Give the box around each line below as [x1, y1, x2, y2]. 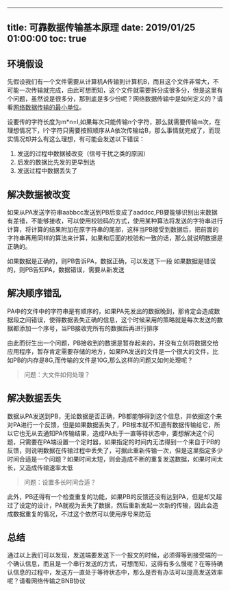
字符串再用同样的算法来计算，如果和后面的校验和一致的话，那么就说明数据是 [7, 234, 223, 242]
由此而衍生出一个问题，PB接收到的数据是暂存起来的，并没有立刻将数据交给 [7, 339, 219, 347]
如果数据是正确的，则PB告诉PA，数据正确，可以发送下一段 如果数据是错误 [7, 257, 216, 265]
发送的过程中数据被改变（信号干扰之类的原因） [16, 149, 149, 158]
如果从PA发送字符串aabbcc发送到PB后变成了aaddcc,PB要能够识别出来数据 [7, 208, 218, 217]
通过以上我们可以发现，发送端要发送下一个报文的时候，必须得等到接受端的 [7, 551, 217, 559]
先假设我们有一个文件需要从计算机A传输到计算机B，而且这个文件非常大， [7, 77, 214, 86]
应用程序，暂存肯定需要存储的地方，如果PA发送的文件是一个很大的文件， [7, 347, 213, 355]
